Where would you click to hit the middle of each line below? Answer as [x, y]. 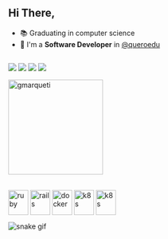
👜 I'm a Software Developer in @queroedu [90, 44]
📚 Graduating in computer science [77, 33]
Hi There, [32, 13]
